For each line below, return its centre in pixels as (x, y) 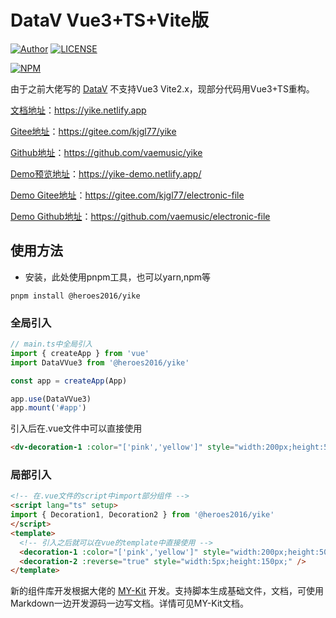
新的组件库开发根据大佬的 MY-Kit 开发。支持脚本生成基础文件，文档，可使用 (167, 591)
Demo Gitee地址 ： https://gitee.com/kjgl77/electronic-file (127, 195)
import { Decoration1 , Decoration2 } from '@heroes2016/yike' (142, 515)
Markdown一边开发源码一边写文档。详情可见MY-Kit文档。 (129, 603)
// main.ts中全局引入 (51, 344)
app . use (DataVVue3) (51, 399)
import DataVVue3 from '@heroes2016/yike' (100, 362)
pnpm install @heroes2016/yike (75, 296)
